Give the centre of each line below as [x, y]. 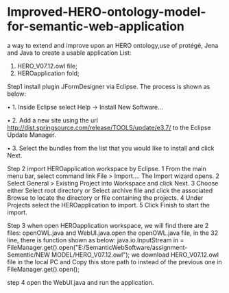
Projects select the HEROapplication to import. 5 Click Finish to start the [109, 205]
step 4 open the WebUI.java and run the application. [81, 282]
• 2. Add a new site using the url [52, 120]
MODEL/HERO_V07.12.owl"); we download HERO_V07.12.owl [135, 255]
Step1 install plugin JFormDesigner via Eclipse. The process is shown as [109, 86]
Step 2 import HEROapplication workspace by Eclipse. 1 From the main [107, 168]
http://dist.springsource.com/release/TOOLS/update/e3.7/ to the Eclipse [109, 127]
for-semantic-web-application [96, 26]
